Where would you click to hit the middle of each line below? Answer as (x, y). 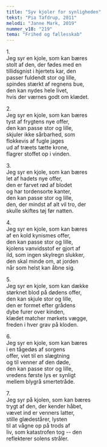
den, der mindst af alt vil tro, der (46, 205)
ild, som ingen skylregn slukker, (46, 255)
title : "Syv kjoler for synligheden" (54, 12)
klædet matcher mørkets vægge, (47, 318)
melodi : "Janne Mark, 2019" (42, 23)
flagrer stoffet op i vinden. (39, 154)
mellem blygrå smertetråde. (41, 382)
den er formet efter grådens (41, 305)
